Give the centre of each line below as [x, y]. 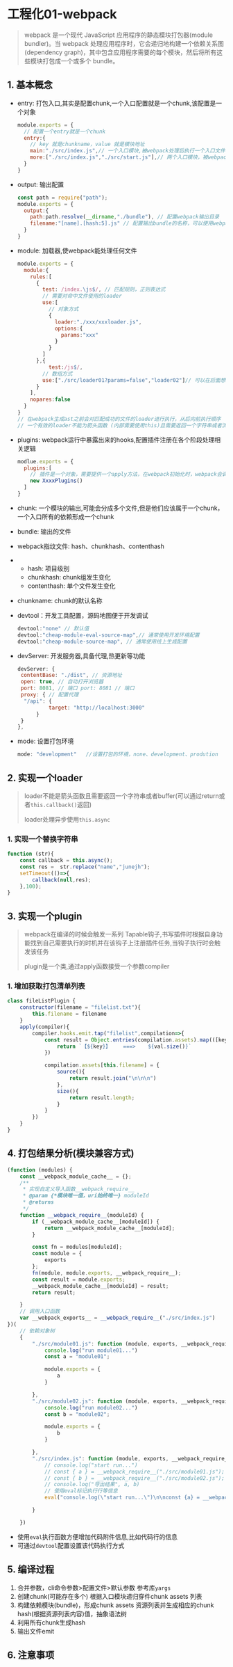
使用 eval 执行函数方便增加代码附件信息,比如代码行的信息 [97, 1537]
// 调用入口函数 [40, 1311]
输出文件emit [36, 1631]
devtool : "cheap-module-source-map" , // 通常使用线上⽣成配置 [102, 641]
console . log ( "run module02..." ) [91, 1407]
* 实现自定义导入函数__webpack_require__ [79, 1189]
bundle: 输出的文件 [44, 531]
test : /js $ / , [66, 367]
